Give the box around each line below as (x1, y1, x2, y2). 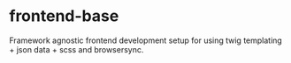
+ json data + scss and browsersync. (9, 44, 144, 54)
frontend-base (9, 6, 119, 26)
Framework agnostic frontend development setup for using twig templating (9, 35, 283, 45)
